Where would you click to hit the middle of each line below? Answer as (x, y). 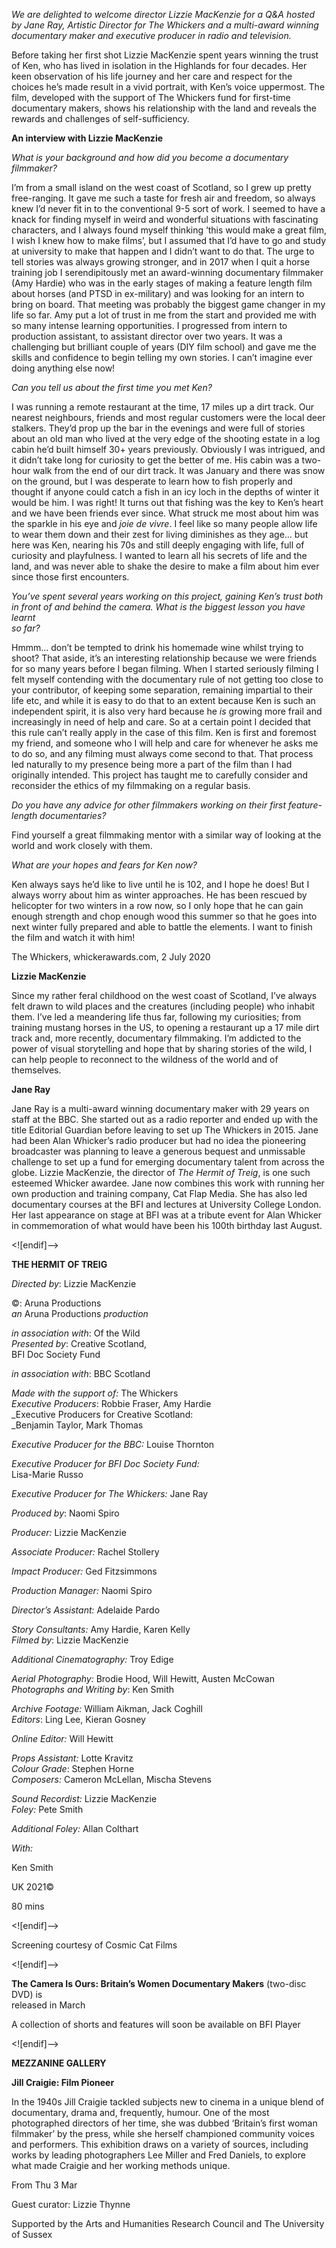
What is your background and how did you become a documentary (150, 157)
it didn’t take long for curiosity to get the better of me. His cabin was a (155, 460)
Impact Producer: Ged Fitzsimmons (84, 1571)
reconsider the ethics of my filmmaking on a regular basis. (131, 785)
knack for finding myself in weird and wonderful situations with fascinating (165, 219)
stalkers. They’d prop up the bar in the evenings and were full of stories (158, 428)
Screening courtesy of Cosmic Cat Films (94, 1945)
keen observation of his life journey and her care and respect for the (152, 76)
